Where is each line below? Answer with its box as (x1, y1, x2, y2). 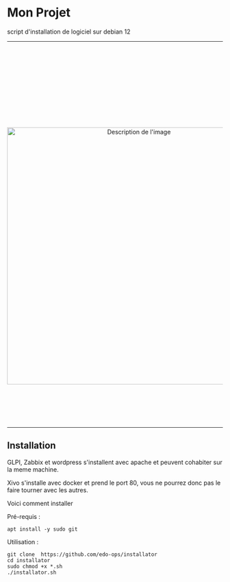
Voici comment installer (7, 499, 73, 507)
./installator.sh (7, 569, 57, 576)
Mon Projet (7, 5, 71, 21)
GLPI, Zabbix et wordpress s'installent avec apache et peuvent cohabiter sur (7, 458, 222, 466)
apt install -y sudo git (7, 526, 78, 533)
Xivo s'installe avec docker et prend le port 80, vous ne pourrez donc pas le (7, 478, 221, 487)
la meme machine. (7, 465, 60, 474)
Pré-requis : (7, 512, 41, 520)
